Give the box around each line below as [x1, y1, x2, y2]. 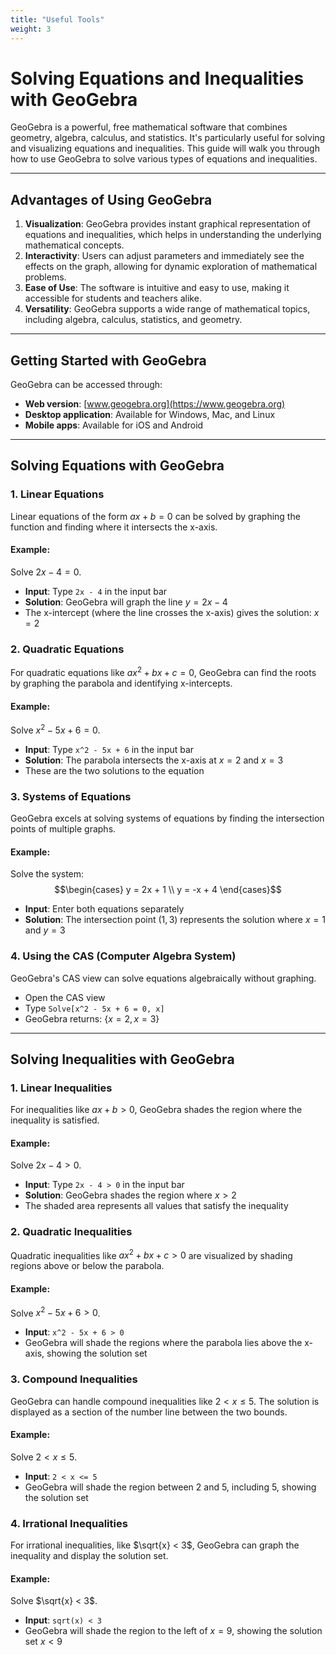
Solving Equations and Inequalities [10, 67, 305, 90]
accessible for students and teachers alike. [24, 292, 202, 305]
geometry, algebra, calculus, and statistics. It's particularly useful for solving [10, 132, 326, 144]
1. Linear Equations [10, 487, 105, 501]
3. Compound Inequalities [10, 1372, 138, 1386]
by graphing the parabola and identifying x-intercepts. [10, 677, 233, 689]
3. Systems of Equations [10, 789, 132, 803]
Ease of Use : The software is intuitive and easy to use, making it [24, 282, 290, 294]
